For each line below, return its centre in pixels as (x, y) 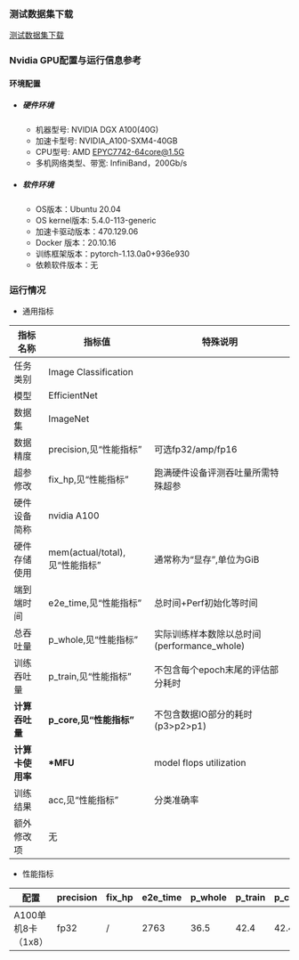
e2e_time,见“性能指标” (95, 603)
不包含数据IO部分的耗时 (203, 714)
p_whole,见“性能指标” (93, 640)
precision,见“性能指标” (95, 450)
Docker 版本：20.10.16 (76, 242)
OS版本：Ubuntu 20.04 (78, 209)
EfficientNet (73, 395)
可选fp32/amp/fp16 (196, 450)
